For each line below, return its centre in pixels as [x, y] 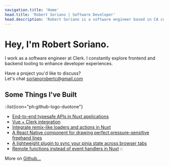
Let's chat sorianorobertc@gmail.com [44, 79]
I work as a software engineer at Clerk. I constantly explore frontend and [80, 58]
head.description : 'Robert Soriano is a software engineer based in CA [81, 19]
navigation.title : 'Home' [32, 10]
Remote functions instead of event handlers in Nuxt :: [67, 149]
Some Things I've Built [41, 95]
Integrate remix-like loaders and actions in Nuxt [62, 127]
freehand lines [27, 138]
